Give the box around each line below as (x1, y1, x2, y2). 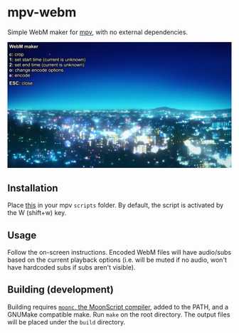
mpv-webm (7, 4, 77, 21)
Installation (7, 182, 58, 194)
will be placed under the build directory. (7, 317, 126, 326)
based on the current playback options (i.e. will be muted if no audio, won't (7, 255, 228, 264)
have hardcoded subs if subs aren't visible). (7, 263, 136, 272)
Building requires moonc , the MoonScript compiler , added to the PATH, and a (7, 302, 229, 311)
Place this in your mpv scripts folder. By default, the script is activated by (7, 201, 224, 210)
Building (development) (7, 284, 114, 296)
